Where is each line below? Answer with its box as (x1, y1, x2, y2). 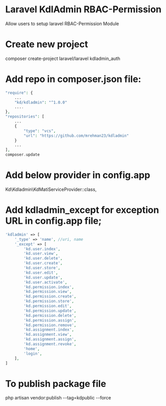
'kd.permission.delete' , (23, 313, 77, 318)
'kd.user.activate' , (23, 280, 67, 285)
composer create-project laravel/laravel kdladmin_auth (5, 55, 121, 61)
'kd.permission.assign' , (23, 317, 77, 323)
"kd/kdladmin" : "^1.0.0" (14, 100, 67, 105)
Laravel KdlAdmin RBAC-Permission (5, 4, 162, 15)
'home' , (23, 346, 40, 351)
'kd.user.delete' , (23, 256, 63, 261)
